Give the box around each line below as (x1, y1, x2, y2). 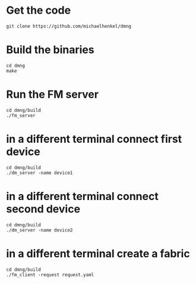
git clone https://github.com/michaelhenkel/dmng (6, 23, 132, 29)
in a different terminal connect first (6, 132, 182, 146)
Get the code (6, 4, 71, 17)
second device (6, 202, 81, 216)
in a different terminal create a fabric (6, 246, 190, 260)
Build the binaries (6, 43, 94, 57)
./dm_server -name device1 (6, 170, 73, 176)
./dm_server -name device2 (6, 227, 73, 233)
